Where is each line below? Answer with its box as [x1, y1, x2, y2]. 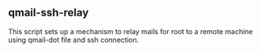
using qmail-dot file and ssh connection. [8, 35, 140, 44]
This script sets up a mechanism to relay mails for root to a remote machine [8, 26, 254, 36]
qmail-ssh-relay [8, 6, 89, 19]
